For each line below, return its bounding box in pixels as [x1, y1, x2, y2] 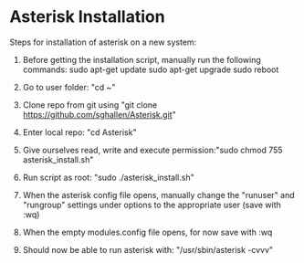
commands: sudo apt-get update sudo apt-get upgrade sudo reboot [22, 64, 279, 75]
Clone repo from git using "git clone [22, 99, 158, 110]
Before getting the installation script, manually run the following [22, 54, 262, 65]
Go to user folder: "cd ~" [22, 81, 116, 92]
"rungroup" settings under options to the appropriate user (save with [22, 199, 281, 210]
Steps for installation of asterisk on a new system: [9, 37, 197, 47]
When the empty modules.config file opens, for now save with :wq [22, 226, 273, 237]
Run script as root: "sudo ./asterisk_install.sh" [22, 172, 194, 183]
